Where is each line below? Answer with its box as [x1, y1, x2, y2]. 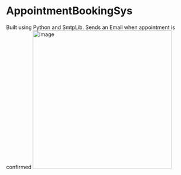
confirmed [6, 163, 31, 170]
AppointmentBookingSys [6, 4, 133, 18]
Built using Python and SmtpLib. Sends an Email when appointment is [6, 24, 176, 31]
